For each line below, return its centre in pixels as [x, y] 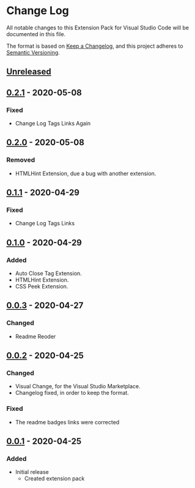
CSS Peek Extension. [42, 287]
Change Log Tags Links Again [53, 124]
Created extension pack [54, 479]
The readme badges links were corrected [67, 422]
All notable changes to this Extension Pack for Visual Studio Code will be [98, 28]
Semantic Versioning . [33, 52]
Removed [21, 160]
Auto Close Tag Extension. [49, 274]
